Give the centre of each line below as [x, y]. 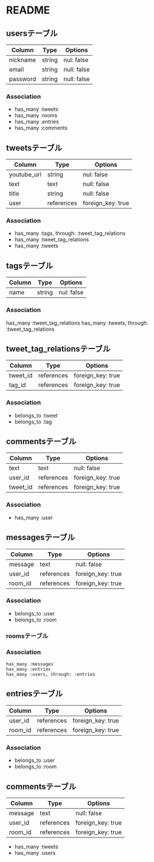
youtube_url [25, 175]
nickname [23, 60]
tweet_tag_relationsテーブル [58, 349]
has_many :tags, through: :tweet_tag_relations [70, 233]
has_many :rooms [36, 115]
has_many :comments [41, 128]
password [23, 79]
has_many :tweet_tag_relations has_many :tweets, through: [77, 323]
